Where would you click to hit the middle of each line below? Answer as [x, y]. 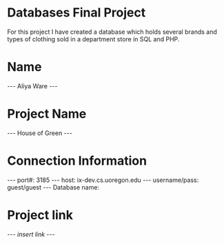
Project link [40, 215]
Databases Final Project [77, 13]
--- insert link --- [31, 234]
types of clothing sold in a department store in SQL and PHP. [93, 39]
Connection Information [77, 161]
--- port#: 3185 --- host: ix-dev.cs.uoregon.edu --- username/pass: [103, 180]
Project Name [47, 114]
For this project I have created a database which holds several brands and [112, 32]
